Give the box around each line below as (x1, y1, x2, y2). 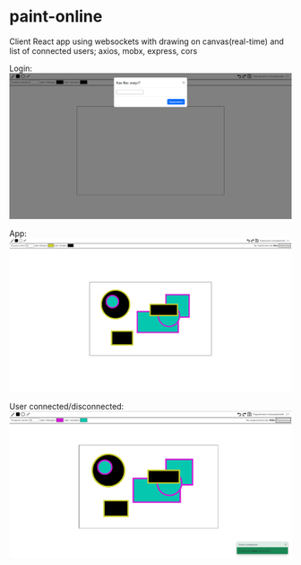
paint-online (9, 6, 103, 27)
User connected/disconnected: (9, 402, 125, 412)
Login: (9, 63, 33, 74)
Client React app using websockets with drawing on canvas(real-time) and (9, 36, 285, 47)
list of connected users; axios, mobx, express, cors (9, 45, 198, 56)
